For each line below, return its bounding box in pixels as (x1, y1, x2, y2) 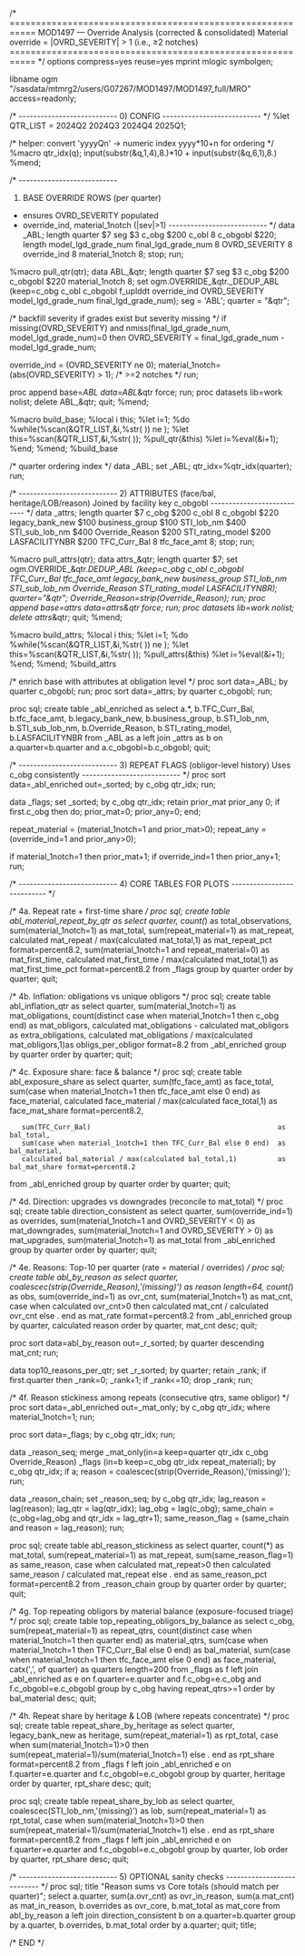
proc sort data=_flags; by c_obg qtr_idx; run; (9, 1429, 175, 1439)
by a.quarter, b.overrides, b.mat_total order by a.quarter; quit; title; (9, 1920, 257, 1931)
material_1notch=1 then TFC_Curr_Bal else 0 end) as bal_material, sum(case (9, 1645, 291, 1655)
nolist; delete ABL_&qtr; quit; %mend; (9, 396, 150, 407)
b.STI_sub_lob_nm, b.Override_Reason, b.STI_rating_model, (9, 723, 232, 733)
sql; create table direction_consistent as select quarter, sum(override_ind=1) (9, 1206, 293, 1217)
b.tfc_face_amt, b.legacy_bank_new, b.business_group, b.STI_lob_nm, (9, 713, 270, 724)
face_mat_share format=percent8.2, (9, 1105, 143, 1116)
